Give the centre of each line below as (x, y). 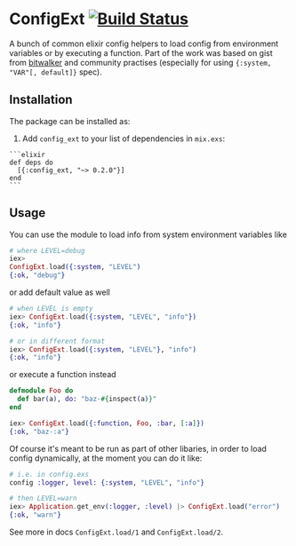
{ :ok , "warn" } (36, 515)
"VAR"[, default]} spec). (56, 72)
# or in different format (57, 341)
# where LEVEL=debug (48, 250)
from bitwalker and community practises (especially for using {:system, (140, 62)
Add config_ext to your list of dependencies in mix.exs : (123, 138)
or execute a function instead (63, 375)
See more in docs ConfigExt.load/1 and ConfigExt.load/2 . (116, 532)
